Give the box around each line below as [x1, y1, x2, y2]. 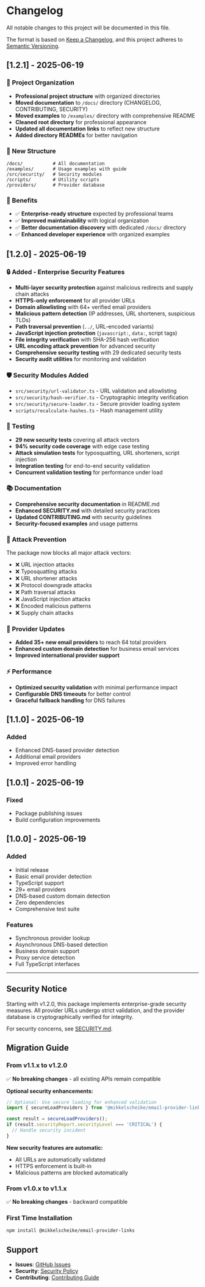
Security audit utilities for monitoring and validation [15, 355, 146, 362]
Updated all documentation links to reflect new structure [15, 125, 160, 132]
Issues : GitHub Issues [15, 1261, 71, 1268]
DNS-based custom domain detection [15, 892, 110, 899]
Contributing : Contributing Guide [15, 1274, 99, 1281]
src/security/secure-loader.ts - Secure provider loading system [15, 400, 181, 408]
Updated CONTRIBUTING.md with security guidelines [15, 513, 152, 520]
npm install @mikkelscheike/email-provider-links [6, 1228, 135, 1234]
